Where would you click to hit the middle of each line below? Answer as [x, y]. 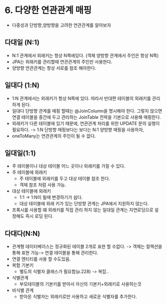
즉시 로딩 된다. [39, 216]
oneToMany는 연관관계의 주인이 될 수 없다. [54, 136]
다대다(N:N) [22, 233]
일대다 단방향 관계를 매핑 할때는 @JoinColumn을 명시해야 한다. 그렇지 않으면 [87, 111]
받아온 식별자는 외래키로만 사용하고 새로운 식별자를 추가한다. [78, 296]
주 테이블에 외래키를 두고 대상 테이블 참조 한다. [65, 179]
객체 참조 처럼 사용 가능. [43, 185]
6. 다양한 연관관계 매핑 [48, 10]
